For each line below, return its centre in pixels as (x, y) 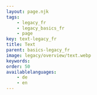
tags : (13, 17)
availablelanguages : (32, 72)
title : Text (21, 45)
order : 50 (18, 66)
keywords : (18, 61)
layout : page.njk (28, 12)
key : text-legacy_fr (32, 39)
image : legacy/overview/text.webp (49, 55)
